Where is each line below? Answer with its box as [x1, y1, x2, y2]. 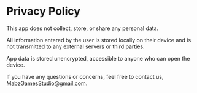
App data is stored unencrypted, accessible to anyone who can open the [6, 54, 190, 62]
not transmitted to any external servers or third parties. [6, 43, 145, 50]
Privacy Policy [6, 4, 81, 18]
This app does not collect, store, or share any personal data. [6, 24, 159, 32]
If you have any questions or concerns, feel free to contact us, [6, 73, 164, 80]
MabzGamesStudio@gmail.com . [6, 80, 88, 87]
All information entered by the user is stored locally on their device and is [6, 36, 191, 43]
